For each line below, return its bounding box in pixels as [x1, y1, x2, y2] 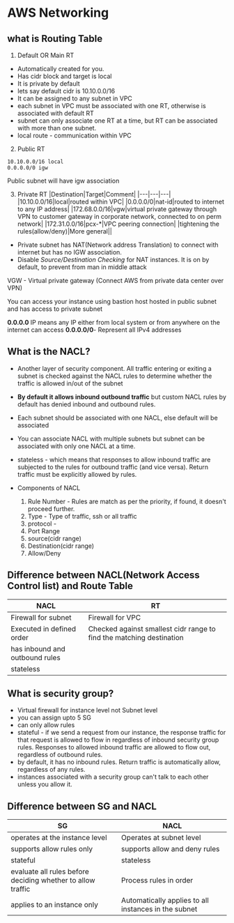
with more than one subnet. [17, 124, 97, 132]
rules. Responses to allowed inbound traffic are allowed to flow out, [17, 743, 211, 752]
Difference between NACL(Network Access [7, 570, 200, 581]
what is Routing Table [7, 33, 103, 45]
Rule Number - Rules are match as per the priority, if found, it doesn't [27, 497, 226, 505]
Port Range [27, 526, 61, 535]
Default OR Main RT [17, 51, 75, 59]
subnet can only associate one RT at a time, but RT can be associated [17, 116, 218, 125]
